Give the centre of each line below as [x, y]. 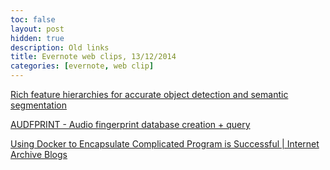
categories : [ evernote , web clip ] [82, 66]
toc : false [33, 19]
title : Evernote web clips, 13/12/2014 [93, 57]
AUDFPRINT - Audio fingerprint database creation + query [130, 124]
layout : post [37, 29]
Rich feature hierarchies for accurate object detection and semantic [149, 94]
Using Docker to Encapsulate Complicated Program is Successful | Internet [165, 144]
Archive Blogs [39, 154]
